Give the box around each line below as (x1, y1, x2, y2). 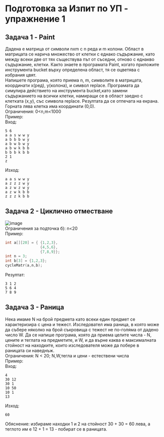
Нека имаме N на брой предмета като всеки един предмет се (5, 316, 136, 322)
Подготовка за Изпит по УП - (5, 3, 128, 14)
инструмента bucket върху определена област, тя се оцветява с (5, 67, 140, 73)
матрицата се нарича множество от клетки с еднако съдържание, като (5, 51, 155, 57)
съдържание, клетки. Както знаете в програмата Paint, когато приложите (5, 62, 160, 67)
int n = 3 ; (5, 254, 27, 259)
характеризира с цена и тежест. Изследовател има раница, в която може (5, 321, 159, 327)
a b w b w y (5, 141, 29, 146)
